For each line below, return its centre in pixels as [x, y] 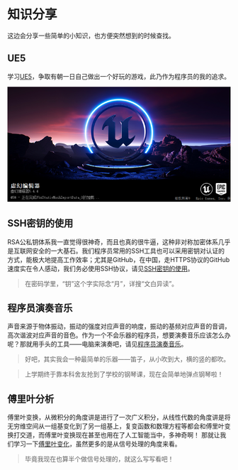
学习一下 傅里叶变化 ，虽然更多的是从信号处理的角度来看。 [97, 444]
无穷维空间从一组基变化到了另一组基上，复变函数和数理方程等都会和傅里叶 [116, 426]
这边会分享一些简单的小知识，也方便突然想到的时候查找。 [91, 35]
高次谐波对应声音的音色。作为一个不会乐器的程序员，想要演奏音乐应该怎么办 [119, 335]
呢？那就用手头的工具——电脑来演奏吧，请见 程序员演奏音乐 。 [97, 344]
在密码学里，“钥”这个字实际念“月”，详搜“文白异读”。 [101, 283]
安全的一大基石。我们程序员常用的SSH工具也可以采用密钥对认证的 [128, 251]
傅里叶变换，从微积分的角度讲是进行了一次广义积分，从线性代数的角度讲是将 [119, 417]
